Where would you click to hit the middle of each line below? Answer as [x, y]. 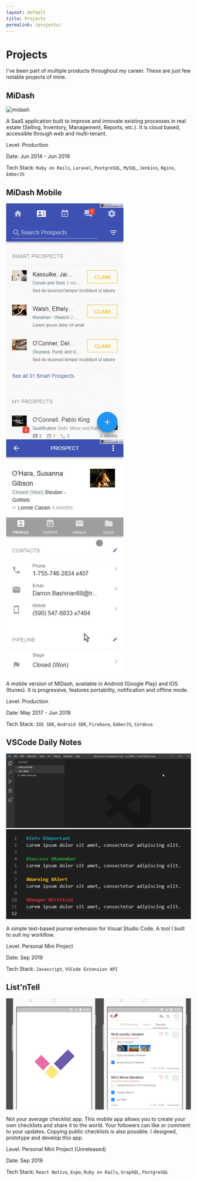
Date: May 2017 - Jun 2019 [39, 712]
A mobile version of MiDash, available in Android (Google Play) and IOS [92, 684]
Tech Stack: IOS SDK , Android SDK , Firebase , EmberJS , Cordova [79, 724]
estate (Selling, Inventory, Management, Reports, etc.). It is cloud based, [93, 127]
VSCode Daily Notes [44, 743]
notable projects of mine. [36, 77]
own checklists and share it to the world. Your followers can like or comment [98, 1125]
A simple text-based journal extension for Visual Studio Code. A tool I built [96, 928]
